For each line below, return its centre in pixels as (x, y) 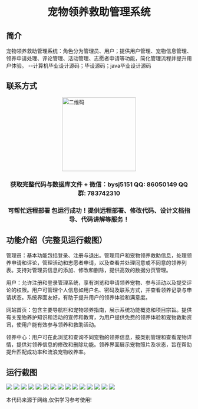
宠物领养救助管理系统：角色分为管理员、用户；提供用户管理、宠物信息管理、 (99, 51)
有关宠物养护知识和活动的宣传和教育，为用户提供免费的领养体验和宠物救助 (96, 317)
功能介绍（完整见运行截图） (57, 240)
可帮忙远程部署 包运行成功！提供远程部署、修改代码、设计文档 (96, 210)
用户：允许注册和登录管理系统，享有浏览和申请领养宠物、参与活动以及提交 (96, 283)
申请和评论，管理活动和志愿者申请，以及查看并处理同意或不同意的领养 (96, 263)
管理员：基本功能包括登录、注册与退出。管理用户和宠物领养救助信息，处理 (96, 255)
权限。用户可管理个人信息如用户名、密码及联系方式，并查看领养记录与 (101, 290)
